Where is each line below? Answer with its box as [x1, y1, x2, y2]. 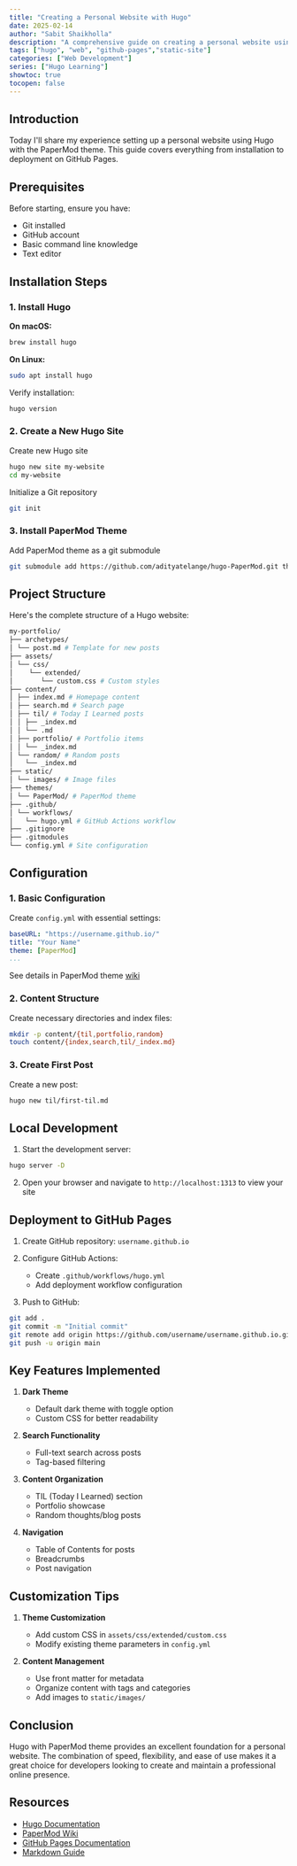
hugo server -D [9, 1161, 65, 1170]
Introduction [9, 112, 80, 127]
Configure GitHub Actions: [21, 1253, 118, 1263]
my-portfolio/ [9, 627, 62, 636]
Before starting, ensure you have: [9, 203, 131, 213]
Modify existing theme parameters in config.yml [34, 1639, 211, 1650]
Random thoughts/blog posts [34, 1510, 141, 1521]
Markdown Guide [21, 1847, 86, 1857]
